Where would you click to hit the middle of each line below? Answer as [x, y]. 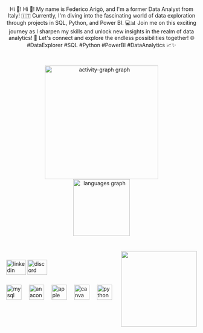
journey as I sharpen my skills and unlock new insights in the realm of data [101, 31]
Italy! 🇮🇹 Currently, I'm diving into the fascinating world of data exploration [101, 15]
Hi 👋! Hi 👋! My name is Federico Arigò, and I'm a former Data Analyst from [101, 9]
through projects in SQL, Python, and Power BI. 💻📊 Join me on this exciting [101, 23]
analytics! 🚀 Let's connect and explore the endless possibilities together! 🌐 [101, 38]
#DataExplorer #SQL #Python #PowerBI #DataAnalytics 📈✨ [101, 45]
